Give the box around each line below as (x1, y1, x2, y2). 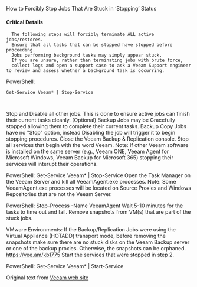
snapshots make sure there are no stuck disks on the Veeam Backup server (6, 239, 190, 246)
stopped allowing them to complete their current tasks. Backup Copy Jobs (6, 123, 187, 130)
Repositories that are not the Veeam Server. (6, 191, 112, 198)
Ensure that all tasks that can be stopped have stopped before (11, 42, 173, 48)
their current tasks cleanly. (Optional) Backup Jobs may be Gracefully (6, 116, 176, 123)
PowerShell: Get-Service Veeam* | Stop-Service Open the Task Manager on (6, 172, 191, 179)
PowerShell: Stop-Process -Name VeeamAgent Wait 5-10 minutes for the (6, 202, 183, 209)
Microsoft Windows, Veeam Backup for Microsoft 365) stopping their (6, 154, 174, 161)
